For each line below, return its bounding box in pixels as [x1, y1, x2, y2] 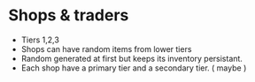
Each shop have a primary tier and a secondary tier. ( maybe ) [20, 63, 247, 73]
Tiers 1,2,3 [20, 34, 59, 45]
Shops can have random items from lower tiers [20, 43, 192, 54]
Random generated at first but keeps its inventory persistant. [20, 53, 243, 63]
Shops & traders [8, 5, 129, 26]
